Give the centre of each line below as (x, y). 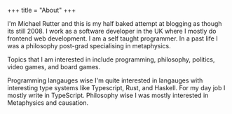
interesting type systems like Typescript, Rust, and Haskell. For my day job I (116, 88)
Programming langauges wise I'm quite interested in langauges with (105, 80)
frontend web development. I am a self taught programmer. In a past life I (113, 38)
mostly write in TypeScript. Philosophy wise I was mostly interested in (108, 95)
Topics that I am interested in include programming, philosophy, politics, (111, 59)
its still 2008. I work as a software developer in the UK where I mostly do (112, 31)
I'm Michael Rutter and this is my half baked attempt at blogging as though (115, 23)
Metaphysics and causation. (48, 103)
